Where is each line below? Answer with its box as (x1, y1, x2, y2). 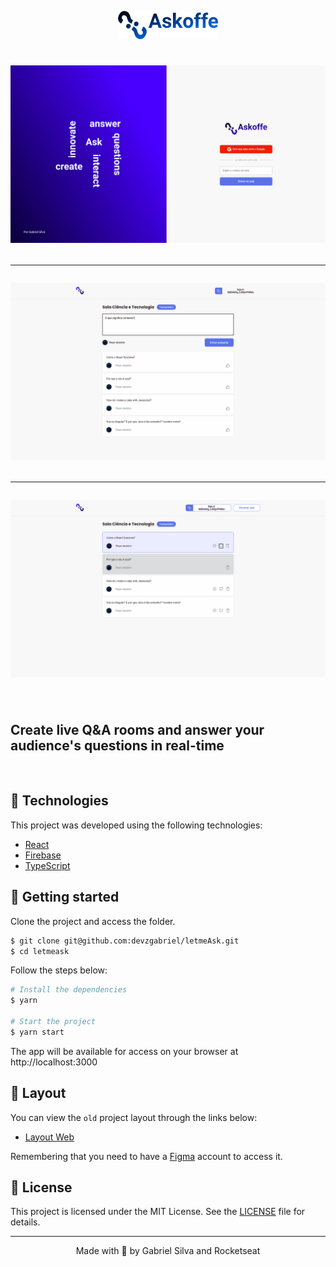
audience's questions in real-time (10, 737, 225, 754)
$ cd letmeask (10, 946, 70, 956)
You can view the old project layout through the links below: (10, 1111, 258, 1123)
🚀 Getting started (10, 889, 120, 906)
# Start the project (10, 1017, 97, 1027)
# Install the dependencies (10, 985, 128, 995)
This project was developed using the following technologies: (10, 819, 263, 831)
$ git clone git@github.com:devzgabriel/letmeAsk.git (10, 936, 240, 946)
